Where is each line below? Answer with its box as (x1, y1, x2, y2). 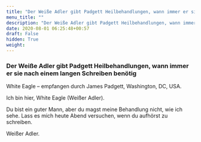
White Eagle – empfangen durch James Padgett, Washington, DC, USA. (6, 83, 182, 90)
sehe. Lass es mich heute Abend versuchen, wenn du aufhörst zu (6, 112, 168, 119)
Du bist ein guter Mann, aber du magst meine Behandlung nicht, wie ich (6, 106, 182, 113)
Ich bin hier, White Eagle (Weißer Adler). (6, 94, 105, 101)
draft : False (6, 31, 39, 37)
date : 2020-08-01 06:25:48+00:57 (6, 25, 90, 32)
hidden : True (6, 36, 39, 42)
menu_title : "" (6, 14, 44, 20)
